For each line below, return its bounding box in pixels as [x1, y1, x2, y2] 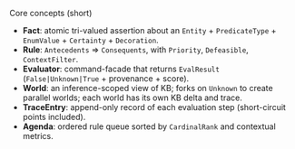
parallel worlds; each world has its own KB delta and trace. [22, 92, 242, 103]
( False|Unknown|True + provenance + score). [22, 73, 190, 84]
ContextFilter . [22, 54, 79, 64]
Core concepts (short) [9, 8, 93, 18]
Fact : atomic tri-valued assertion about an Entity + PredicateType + [22, 25, 277, 35]
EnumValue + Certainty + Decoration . [22, 35, 159, 45]
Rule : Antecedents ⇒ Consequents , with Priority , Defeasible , [22, 44, 250, 55]
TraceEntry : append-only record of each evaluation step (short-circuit [22, 102, 286, 112]
